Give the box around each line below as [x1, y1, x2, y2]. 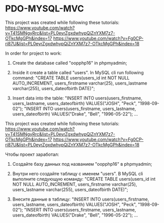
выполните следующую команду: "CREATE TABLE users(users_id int [12, 176, 156, 182]
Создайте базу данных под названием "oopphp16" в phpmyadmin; [12, 161, 153, 167]
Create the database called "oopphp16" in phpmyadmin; [12, 60, 128, 66]
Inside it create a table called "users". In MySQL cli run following [12, 69, 144, 75]
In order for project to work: [5, 50, 62, 56]
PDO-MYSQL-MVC [5, 3, 84, 14]
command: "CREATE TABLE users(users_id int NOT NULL [12, 75, 130, 81]
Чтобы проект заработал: [5, 151, 60, 157]
